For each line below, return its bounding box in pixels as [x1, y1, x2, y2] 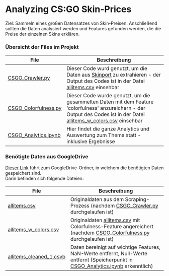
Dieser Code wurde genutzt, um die [66, 92, 150, 99]
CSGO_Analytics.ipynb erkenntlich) [70, 262, 153, 269]
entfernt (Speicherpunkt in [70, 256, 133, 263]
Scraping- [125, 195, 150, 202]
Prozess [70, 202, 90, 209]
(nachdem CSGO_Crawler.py [90, 202, 158, 209]
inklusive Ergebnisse [66, 138, 115, 145]
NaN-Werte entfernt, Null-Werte [70, 250, 147, 257]
